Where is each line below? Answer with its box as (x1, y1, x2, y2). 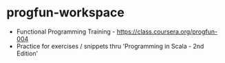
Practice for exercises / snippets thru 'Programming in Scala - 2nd (16, 42, 204, 50)
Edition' (16, 49, 39, 58)
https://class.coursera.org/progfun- (116, 27, 218, 36)
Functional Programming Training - (16, 27, 116, 36)
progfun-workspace (6, 5, 125, 21)
